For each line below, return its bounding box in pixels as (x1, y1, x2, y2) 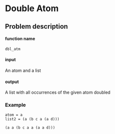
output (5, 79, 19, 84)
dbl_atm (5, 47, 21, 51)
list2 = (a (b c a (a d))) (5, 117, 60, 122)
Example (5, 101, 26, 108)
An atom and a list (5, 67, 41, 73)
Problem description (5, 22, 68, 31)
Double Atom (5, 3, 59, 14)
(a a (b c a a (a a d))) (5, 125, 55, 130)
